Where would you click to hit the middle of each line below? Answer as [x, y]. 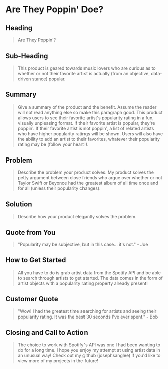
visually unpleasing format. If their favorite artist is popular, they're [86, 123]
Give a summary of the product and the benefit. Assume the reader [87, 107]
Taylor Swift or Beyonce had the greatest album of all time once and [88, 183]
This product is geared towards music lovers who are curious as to [87, 68]
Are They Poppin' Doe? [54, 9]
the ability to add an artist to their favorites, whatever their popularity [89, 139]
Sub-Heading [27, 56]
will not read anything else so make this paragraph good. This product [90, 112]
